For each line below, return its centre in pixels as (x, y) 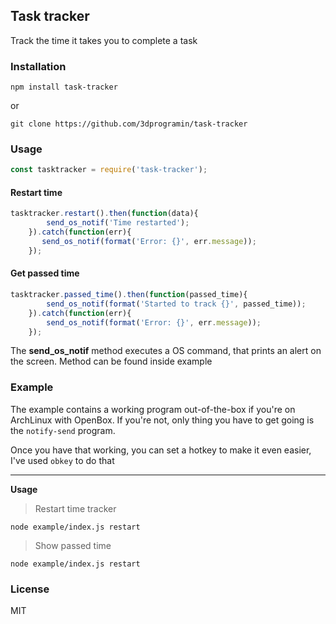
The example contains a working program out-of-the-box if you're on (153, 409)
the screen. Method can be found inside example (111, 361)
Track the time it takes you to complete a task (104, 40)
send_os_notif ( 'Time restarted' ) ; (118, 223)
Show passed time (73, 545)
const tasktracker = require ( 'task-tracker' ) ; (109, 170)
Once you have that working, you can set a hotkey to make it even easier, (161, 450)
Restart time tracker (75, 508)
